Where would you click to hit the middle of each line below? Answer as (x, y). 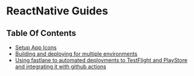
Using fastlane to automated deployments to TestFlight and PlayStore (101, 60)
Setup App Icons (36, 47)
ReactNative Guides (57, 11)
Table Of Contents (41, 33)
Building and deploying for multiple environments (76, 54)
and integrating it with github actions (61, 66)
